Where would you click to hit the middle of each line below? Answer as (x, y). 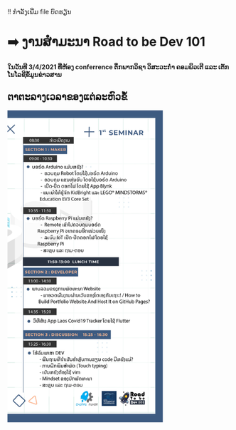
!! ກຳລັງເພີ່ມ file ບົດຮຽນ (39, 12)
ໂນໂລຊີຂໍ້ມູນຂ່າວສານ (34, 74)
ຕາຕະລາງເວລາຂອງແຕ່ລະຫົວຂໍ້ (68, 97)
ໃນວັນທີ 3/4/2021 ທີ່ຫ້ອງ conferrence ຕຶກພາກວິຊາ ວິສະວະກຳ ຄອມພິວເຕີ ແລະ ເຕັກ (118, 67)
